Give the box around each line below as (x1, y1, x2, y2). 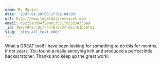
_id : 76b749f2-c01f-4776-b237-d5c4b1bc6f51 (5, 25, 95, 30)
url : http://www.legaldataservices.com (5, 16, 86, 21)
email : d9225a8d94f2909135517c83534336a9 (5, 20, 90, 26)
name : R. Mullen (5, 7, 38, 12)
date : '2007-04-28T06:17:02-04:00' (5, 12, 77, 16)
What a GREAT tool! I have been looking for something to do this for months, (5, 43, 158, 48)
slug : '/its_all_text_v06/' (5, 30, 62, 34)
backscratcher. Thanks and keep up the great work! (5, 53, 109, 59)
